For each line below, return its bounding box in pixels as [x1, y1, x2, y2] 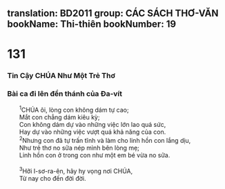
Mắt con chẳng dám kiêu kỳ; [19, 113, 100, 121]
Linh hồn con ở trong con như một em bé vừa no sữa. [19, 151, 170, 159]
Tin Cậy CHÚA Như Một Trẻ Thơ [7, 70, 115, 80]
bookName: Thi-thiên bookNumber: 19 [7, 19, 177, 30]
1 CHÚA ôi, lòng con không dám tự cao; [19, 105, 129, 115]
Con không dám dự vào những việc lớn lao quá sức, [19, 121, 166, 129]
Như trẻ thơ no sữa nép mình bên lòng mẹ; [19, 143, 140, 152]
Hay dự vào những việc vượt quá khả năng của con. [19, 128, 166, 136]
